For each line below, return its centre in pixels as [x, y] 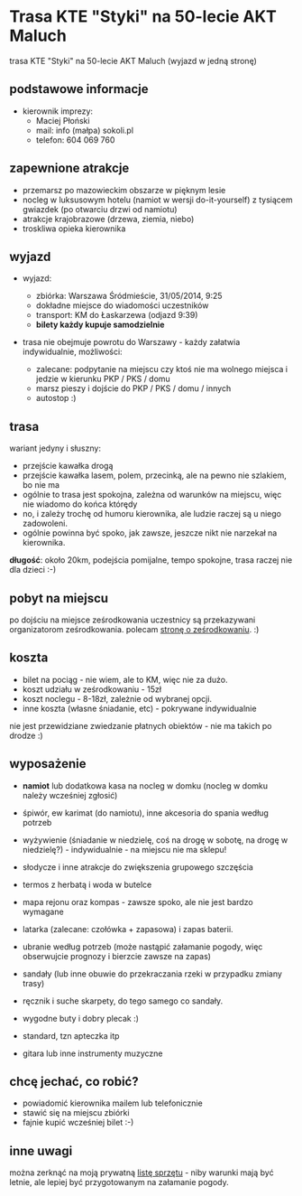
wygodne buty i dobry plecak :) [81, 1018]
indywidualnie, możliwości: [73, 352]
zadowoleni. [45, 523]
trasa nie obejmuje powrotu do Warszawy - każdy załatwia [131, 342]
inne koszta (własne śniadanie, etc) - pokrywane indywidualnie [139, 708]
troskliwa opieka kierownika [74, 229]
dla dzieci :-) [33, 570]
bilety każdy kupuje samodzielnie [100, 325]
